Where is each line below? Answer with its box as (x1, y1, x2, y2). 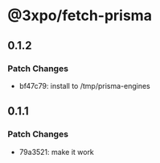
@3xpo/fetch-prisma (7, 6, 152, 25)
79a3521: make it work (18, 147, 94, 157)
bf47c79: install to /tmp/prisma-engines (18, 81, 150, 90)
